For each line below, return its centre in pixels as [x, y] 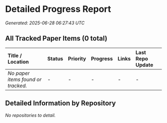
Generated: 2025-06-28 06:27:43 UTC [45, 23]
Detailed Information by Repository [60, 103]
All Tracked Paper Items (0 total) [56, 38]
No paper [19, 73]
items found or [25, 79]
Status [55, 59]
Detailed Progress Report [58, 9]
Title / [15, 56]
